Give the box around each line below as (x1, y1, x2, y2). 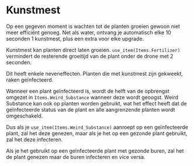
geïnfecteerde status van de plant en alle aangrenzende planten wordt (6, 106, 175, 113)
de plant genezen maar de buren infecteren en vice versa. (6, 153, 145, 160)
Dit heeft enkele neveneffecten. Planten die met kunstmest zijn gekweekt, (6, 70, 183, 77)
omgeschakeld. (6, 112, 43, 119)
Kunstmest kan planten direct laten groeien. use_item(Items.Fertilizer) (6, 46, 181, 53)
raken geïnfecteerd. (6, 76, 54, 83)
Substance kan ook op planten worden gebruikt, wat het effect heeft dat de (6, 100, 187, 107)
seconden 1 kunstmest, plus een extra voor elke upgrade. (6, 35, 144, 42)
